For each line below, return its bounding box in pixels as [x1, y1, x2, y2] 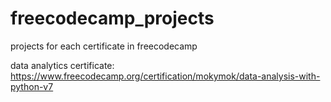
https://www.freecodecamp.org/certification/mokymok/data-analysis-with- [10, 70, 321, 82]
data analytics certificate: [10, 59, 115, 71]
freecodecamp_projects [10, 7, 215, 30]
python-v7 [10, 80, 54, 92]
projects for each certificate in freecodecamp [10, 40, 198, 52]
